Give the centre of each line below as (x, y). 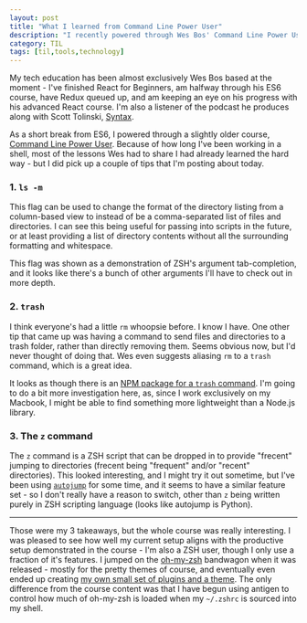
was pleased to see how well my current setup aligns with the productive (147, 541)
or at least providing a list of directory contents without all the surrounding (149, 236)
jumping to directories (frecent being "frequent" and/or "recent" (130, 466)
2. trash (27, 307)
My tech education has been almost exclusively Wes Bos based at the (141, 78)
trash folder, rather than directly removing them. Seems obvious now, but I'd (153, 346)
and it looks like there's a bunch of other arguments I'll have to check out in (151, 273)
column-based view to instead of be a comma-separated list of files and (145, 216)
